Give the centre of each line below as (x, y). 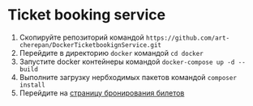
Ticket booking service (87, 15)
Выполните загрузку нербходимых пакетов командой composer (128, 77)
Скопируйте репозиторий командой (81, 37)
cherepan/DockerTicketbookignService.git (90, 45)
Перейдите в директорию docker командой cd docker (111, 53)
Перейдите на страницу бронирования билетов (102, 93)
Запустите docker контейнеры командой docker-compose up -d (127, 61)
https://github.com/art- (188, 38)
